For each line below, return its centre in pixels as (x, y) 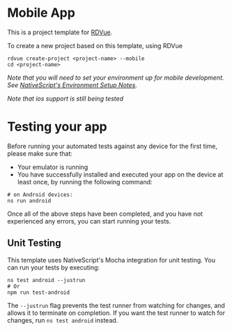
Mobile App (41, 13)
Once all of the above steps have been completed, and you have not (105, 214)
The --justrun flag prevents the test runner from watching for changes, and (116, 305)
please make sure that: (40, 153)
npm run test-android (39, 292)
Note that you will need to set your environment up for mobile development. (116, 78)
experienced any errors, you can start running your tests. (89, 221)
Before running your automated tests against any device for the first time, (113, 146)
